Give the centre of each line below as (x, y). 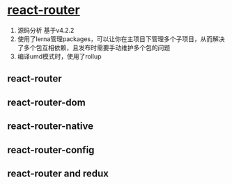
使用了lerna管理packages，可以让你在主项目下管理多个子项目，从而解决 (121, 39)
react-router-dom (46, 102)
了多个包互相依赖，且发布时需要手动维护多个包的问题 (94, 47)
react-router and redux (58, 173)
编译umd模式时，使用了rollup (59, 56)
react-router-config (51, 149)
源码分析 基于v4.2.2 (46, 30)
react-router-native (51, 127)
